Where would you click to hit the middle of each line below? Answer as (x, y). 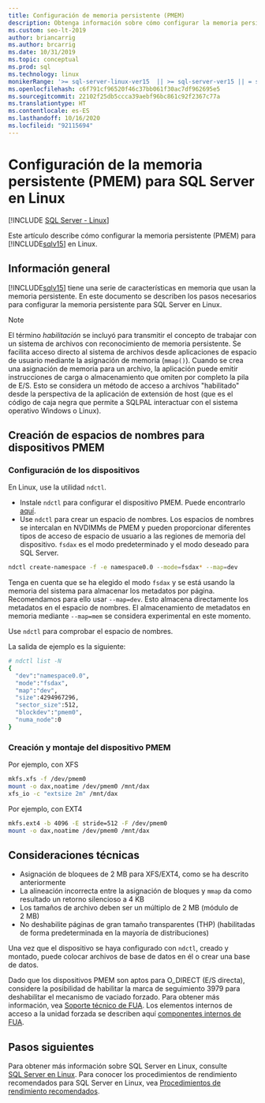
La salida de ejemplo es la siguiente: (67, 647)
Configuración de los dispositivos (74, 470)
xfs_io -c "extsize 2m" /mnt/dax (63, 793)
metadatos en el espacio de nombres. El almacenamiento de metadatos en (129, 608)
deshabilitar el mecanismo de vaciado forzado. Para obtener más (114, 997)
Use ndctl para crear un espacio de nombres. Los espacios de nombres (137, 520)
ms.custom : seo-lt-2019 (47, 30)
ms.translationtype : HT (47, 103)
